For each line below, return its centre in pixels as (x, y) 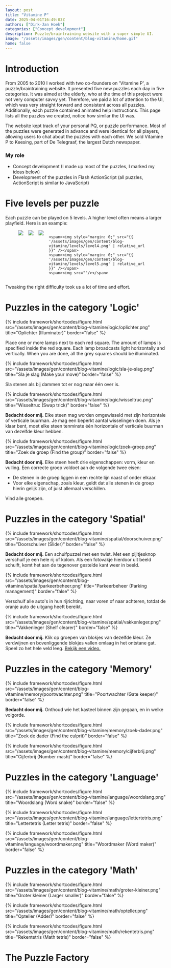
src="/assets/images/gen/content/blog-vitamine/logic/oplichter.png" (78, 327)
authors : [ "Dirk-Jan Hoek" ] (35, 24)
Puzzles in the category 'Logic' (72, 308)
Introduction (32, 68)
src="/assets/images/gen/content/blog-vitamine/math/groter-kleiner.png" (83, 890)
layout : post (19, 10)
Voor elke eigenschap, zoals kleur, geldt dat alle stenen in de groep (83, 483)
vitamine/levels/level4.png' (80, 246)
